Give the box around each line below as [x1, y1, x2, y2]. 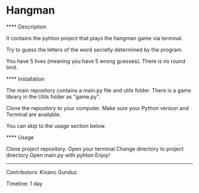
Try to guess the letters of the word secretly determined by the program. [6, 46, 184, 53]
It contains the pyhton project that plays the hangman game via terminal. [6, 34, 183, 41]
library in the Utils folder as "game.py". [6, 93, 101, 100]
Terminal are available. [6, 111, 61, 118]
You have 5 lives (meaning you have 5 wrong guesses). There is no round [6, 57, 185, 65]
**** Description [6, 23, 46, 30]
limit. [6, 63, 18, 71]
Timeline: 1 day [6, 180, 43, 187]
